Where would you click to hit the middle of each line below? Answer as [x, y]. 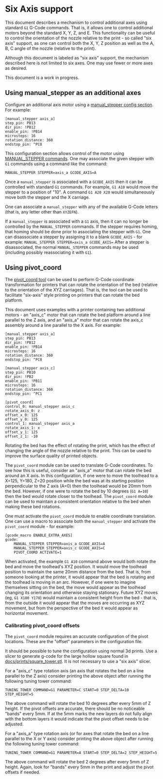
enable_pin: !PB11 [24, 381]
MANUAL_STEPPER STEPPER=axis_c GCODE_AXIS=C [59, 548]
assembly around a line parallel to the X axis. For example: [63, 325]
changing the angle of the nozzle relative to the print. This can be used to [78, 450]
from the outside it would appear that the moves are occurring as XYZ [75, 603]
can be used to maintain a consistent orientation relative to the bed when [78, 501]
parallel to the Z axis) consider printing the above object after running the [78, 676]
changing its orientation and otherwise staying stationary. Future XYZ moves [81, 592]
